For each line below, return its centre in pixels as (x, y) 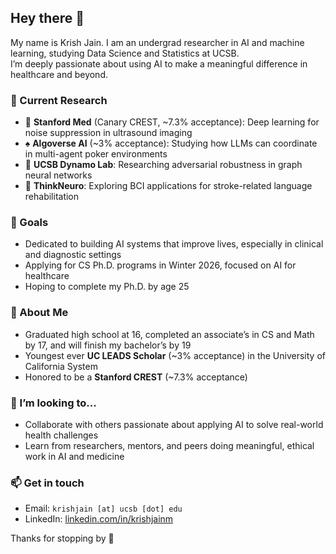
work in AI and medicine (74, 456)
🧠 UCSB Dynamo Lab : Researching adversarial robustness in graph (163, 165)
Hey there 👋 (47, 18)
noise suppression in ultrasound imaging (108, 133)
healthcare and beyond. (59, 74)
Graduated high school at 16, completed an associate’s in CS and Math (169, 334)
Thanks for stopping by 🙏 (62, 538)
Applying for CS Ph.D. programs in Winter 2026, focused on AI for (160, 265)
